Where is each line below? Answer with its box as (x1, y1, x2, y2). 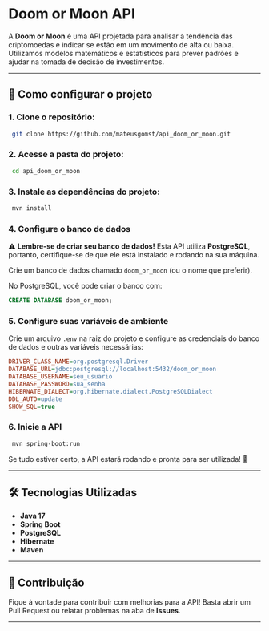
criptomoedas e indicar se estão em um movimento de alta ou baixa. (8, 39, 235, 49)
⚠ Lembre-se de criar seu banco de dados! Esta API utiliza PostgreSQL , (8, 241, 251, 251)
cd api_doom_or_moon (11, 167, 81, 175)
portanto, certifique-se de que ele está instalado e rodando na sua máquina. (8, 250, 260, 260)
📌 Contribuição (8, 576, 85, 589)
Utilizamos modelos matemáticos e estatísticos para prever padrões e (8, 48, 239, 58)
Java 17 (19, 511, 46, 521)
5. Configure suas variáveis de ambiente (8, 315, 169, 326)
